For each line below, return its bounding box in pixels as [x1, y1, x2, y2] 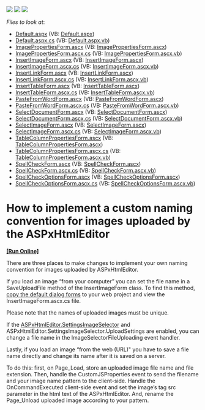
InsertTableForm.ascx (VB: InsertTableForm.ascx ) [15, 83, 140, 89]
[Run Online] [6, 247, 39, 255]
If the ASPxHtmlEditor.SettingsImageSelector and [6, 321, 130, 328]
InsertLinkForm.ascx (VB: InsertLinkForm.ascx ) [15, 69, 133, 76]
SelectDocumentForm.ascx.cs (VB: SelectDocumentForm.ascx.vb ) [15, 115, 183, 122]
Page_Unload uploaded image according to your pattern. [6, 397, 149, 404]
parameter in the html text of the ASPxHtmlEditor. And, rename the [6, 390, 174, 397]
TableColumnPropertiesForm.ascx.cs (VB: [15, 147, 121, 154]
